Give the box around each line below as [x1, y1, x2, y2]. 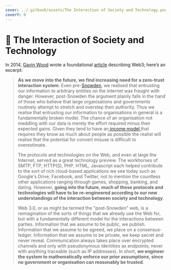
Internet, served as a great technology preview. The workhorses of [17, 157, 158, 164]
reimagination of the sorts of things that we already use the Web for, [17, 210, 161, 217]
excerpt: [5, 67, 23, 73]
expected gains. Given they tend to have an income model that [17, 126, 149, 132]
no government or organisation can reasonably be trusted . [17, 259, 144, 265]
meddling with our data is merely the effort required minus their [17, 120, 151, 126]
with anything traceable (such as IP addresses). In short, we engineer [17, 248, 164, 255]
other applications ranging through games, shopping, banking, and [17, 179, 158, 185]
